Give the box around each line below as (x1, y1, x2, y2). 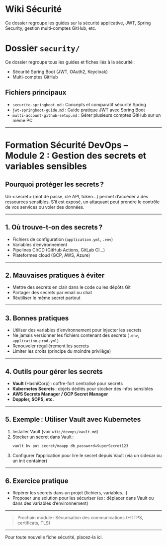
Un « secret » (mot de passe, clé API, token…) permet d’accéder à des (5, 193, 148, 199)
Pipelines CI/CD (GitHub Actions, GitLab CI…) (12, 247, 105, 253)
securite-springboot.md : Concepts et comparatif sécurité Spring (12, 101, 147, 107)
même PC (12, 117, 33, 123)
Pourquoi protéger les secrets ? (5, 180, 104, 189)
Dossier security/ (5, 43, 81, 54)
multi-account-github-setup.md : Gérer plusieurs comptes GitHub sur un (12, 112, 161, 118)
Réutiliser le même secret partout (12, 295, 81, 301)
